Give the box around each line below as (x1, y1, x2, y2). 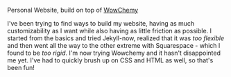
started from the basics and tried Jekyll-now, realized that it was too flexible (7, 34, 225, 42)
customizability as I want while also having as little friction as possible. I (7, 27, 212, 35)
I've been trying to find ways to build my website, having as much (7, 19, 195, 27)
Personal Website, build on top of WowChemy (7, 6, 139, 14)
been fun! (7, 64, 35, 71)
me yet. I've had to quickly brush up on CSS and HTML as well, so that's (7, 56, 214, 65)
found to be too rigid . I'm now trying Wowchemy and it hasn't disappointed (7, 49, 221, 57)
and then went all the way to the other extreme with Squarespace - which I (7, 42, 221, 49)
